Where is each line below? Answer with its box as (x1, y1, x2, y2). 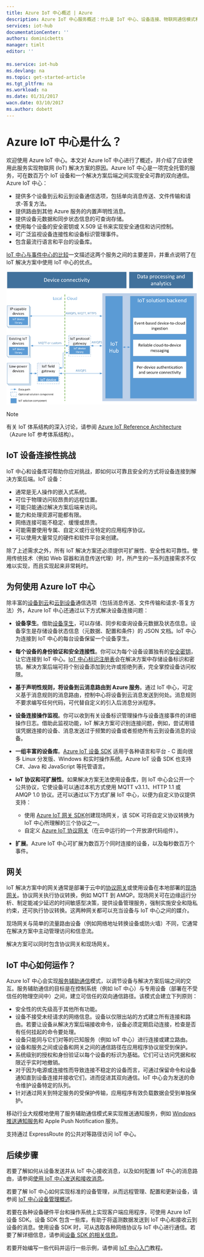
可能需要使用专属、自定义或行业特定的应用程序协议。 (15, 526, 149, 533)
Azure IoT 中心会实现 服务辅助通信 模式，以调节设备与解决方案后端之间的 (6, 977, 186, 985)
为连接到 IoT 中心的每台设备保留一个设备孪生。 (15, 634, 132, 642)
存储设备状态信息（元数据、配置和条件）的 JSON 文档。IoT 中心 (36, 627, 196, 634)
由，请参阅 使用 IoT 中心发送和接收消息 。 (6, 1175, 107, 1182)
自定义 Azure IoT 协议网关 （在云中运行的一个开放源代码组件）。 (24, 826, 182, 834)
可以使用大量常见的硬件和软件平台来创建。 (15, 534, 122, 541)
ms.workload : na (6, 87, 47, 93)
